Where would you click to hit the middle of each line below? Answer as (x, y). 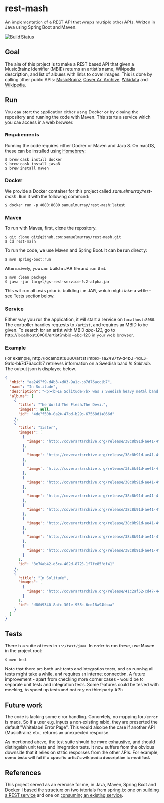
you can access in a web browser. (39, 122)
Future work (24, 705)
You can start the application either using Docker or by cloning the (72, 112)
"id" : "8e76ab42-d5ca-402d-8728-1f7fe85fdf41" (66, 564)
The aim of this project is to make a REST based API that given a (70, 64)
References (23, 773)
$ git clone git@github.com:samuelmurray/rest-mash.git (63, 237)
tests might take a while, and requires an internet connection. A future (75, 674)
